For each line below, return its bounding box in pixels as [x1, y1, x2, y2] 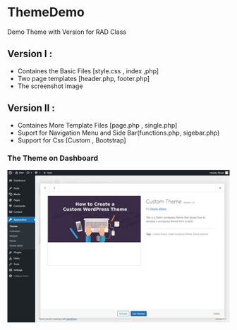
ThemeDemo [7, 4, 85, 20]
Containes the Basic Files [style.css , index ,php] [17, 66, 159, 75]
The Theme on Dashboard [7, 153, 99, 163]
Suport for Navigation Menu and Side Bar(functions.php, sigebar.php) [17, 128, 220, 137]
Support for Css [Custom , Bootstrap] [17, 135, 126, 145]
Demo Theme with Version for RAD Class [7, 28, 127, 36]
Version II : [7, 102, 55, 114]
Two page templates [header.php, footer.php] [17, 74, 150, 82]
